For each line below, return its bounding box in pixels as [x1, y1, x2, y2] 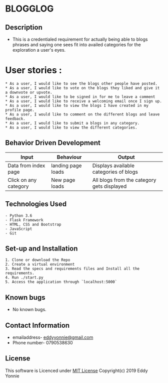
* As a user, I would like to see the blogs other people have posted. [5, 81, 157, 86]
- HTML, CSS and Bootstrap [5, 222, 61, 227]
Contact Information [5, 321, 70, 329]
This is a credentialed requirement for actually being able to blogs [12, 36, 148, 42]
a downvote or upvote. [5, 90, 52, 95]
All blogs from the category [92, 176, 156, 183]
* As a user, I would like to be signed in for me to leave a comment [5, 94, 155, 99]
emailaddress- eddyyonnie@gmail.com [12, 334, 93, 340]
